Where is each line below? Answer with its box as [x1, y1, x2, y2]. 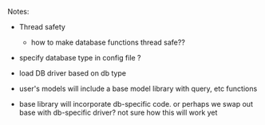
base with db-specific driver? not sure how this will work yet [18, 107, 218, 117]
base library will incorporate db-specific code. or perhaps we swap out [18, 100, 253, 108]
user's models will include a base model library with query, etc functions [18, 84, 258, 93]
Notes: [7, 7, 30, 16]
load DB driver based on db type [18, 68, 127, 78]
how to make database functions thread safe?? [30, 37, 185, 47]
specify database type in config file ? [18, 53, 141, 62]
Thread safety [18, 22, 65, 31]
